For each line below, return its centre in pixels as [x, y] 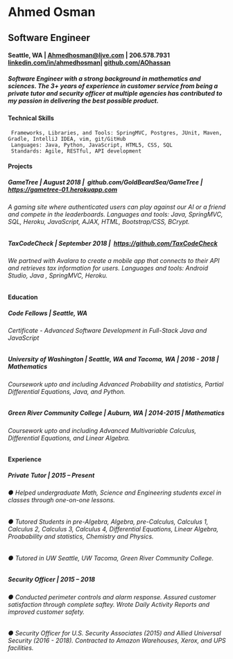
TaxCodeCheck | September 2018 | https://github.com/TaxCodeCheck [113, 243]
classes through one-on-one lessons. [61, 500]
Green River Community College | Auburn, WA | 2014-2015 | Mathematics [116, 413]
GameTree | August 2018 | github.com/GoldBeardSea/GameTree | [105, 182]
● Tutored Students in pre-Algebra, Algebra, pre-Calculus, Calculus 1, [108, 522]
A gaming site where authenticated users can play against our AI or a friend [117, 207]
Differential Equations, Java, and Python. [67, 391]
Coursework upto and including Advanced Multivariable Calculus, [102, 430]
